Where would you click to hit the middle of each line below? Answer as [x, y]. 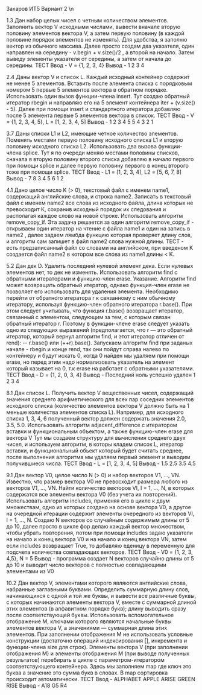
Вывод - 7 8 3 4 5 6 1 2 [35, 178]
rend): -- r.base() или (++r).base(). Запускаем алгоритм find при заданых [99, 343]
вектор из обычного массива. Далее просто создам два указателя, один [100, 46]
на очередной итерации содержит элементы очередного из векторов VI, [100, 513]
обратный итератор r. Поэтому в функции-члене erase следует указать [98, 323]
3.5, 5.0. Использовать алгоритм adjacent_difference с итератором [92, 425]
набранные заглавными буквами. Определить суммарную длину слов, [98, 589]
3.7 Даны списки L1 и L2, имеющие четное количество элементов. [92, 133]
